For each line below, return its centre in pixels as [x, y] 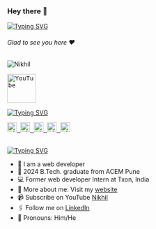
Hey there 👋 [27, 11]
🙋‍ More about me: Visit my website [67, 189]
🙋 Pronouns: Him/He [47, 217]
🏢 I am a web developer [51, 164]
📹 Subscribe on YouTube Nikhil [62, 197]
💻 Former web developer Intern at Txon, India [83, 179]
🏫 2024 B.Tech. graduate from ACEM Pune [79, 171]
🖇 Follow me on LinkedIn [53, 207]
